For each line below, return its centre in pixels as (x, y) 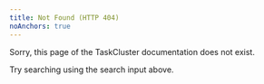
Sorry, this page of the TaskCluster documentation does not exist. (132, 51)
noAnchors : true (40, 26)
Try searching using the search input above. (92, 70)
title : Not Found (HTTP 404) (64, 18)
